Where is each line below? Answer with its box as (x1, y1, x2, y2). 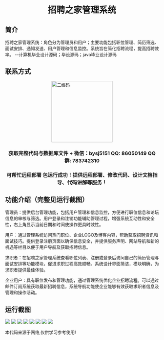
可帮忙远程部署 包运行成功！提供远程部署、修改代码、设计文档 (6, 171, 153, 178)
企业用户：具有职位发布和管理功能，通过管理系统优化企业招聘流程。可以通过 (5, 277, 159, 283)
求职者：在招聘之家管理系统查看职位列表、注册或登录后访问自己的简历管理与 (5, 255, 159, 261)
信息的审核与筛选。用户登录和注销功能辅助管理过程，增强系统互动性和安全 (5, 216, 155, 221)
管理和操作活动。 (5, 290, 40, 295)
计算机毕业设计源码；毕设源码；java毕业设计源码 (19, 52, 117, 57)
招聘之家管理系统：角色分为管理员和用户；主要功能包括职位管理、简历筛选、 (5, 40, 159, 45)
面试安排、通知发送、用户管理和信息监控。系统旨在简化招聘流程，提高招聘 (5, 46, 155, 51)
